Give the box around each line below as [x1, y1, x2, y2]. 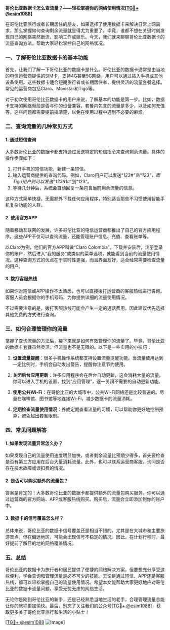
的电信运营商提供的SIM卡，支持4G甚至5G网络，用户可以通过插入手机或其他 [5, 73, 163, 79]
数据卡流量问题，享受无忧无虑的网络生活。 [18, 585, 107, 591]
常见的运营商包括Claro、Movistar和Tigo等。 [5, 86, 97, 92]
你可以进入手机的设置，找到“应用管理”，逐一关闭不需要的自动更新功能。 [12, 378, 163, 385]
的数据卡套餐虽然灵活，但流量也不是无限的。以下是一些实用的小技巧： [5, 344, 152, 350]
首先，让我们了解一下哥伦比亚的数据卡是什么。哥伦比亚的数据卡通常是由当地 [5, 67, 165, 73]
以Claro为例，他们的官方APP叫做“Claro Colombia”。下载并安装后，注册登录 [5, 244, 163, 250]
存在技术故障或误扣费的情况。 [5, 465, 67, 471]
